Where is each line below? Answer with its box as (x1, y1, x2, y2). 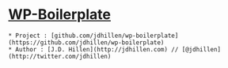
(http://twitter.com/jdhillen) (8, 52, 112, 60)
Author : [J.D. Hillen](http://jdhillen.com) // (15, 45, 179, 53)
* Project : (8, 32, 47, 40)
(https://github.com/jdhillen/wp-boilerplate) (8, 38, 165, 47)
